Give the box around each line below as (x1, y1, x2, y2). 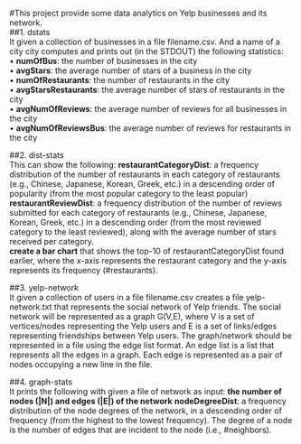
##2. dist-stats (9, 150, 65, 161)
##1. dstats (9, 27, 51, 37)
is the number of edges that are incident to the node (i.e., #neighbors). (9, 424, 272, 435)
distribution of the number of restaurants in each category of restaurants (9, 169, 280, 180)
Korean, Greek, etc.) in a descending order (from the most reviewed (9, 217, 262, 227)
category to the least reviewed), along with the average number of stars (9, 227, 277, 237)
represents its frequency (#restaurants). (9, 265, 158, 275)
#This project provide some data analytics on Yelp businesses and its (9, 8, 268, 18)
